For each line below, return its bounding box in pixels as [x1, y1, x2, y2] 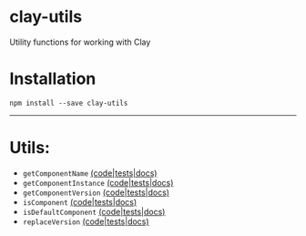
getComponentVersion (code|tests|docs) [22, 187, 170, 198]
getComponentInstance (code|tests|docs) [22, 177, 174, 188]
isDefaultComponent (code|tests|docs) [22, 206, 166, 217]
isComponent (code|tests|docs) [22, 196, 138, 207]
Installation [9, 68, 97, 89]
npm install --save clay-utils [9, 98, 128, 108]
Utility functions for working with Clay [9, 36, 151, 47]
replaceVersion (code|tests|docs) [22, 216, 149, 227]
